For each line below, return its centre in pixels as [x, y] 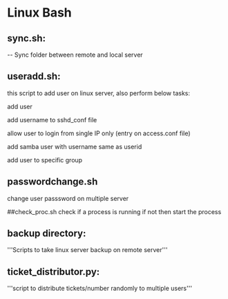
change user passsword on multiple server [68, 198]
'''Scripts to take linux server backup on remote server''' [87, 250]
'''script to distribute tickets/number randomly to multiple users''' [99, 289]
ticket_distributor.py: [54, 272]
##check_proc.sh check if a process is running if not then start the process [114, 211]
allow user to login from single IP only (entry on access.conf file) [99, 133]
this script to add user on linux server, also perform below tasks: [99, 93]
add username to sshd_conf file [52, 119]
